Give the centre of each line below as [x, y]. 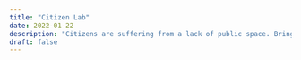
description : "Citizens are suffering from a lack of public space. [140, 34]
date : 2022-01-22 [42, 26]
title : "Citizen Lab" [50, 17]
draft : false [34, 42]
